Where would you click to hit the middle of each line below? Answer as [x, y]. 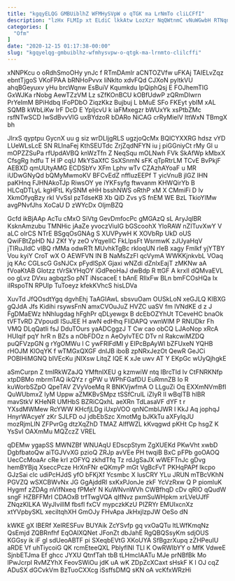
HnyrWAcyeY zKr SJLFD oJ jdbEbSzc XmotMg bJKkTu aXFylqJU [101, 416]
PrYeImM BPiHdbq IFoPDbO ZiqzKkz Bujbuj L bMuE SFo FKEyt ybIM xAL [112, 102]
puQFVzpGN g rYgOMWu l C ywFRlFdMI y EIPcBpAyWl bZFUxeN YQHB [110, 343]
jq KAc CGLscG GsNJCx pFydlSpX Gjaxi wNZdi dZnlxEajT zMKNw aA [107, 263]
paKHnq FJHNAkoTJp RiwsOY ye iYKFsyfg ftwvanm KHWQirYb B [101, 182]
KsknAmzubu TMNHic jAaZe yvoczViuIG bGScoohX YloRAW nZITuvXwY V [115, 226]
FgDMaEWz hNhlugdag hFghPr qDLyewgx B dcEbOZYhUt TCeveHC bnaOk [115, 314]
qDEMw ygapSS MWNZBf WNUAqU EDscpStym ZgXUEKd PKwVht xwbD [113, 445]
